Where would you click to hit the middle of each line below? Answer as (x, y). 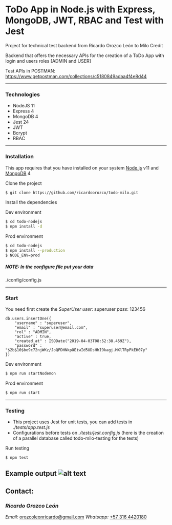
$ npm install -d (24, 227)
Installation (20, 157)
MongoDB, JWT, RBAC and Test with (84, 20)
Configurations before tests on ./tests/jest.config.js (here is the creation (88, 433)
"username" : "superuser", (43, 323)
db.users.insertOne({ (28, 319)
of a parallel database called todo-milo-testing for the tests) (76, 438)
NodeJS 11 (24, 106)
